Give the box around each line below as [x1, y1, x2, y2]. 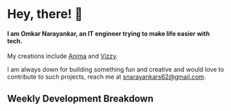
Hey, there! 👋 [7, 6, 83, 22]
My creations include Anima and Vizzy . [7, 52, 118, 61]
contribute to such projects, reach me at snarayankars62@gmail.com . [7, 72, 206, 81]
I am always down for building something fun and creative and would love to [7, 65, 225, 74]
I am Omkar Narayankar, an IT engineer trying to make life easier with [7, 29, 210, 37]
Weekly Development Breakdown [7, 92, 154, 104]
